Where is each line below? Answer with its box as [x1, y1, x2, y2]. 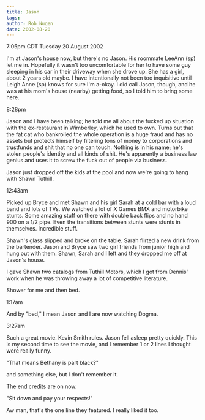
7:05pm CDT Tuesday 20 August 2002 [6, 43, 103, 50]
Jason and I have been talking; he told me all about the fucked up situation [6, 118, 194, 125]
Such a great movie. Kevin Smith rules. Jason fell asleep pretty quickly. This [6, 334, 198, 342]
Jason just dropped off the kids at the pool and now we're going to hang [6, 169, 188, 176]
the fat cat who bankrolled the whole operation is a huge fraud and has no [6, 131, 193, 138]
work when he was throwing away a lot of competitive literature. [6, 275, 168, 282]
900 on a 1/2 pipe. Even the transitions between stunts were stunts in [6, 218, 181, 226]
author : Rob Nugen [6, 20, 53, 26]
